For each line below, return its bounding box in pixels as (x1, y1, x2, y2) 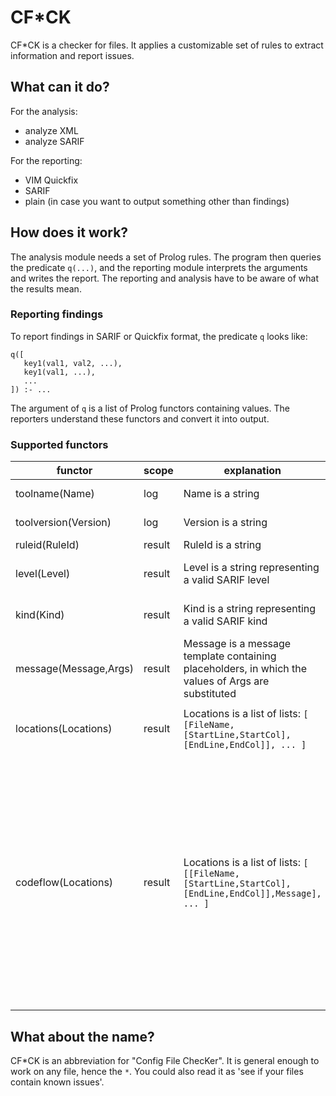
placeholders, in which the (183, 662, 308, 676)
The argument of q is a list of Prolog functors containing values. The (10, 402, 290, 414)
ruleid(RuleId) (15, 538, 80, 552)
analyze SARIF (24, 135, 85, 147)
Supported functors (10, 437, 109, 451)
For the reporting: (10, 154, 83, 166)
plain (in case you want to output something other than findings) (24, 195, 290, 207)
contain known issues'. (10, 1076, 105, 1088)
